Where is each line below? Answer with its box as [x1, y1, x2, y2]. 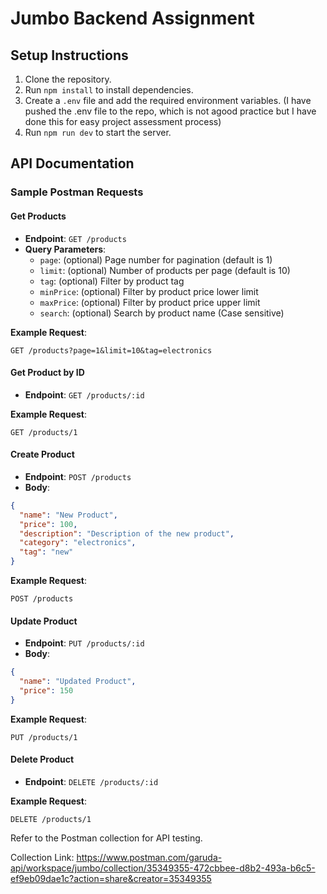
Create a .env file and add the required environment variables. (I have [24, 95, 312, 106]
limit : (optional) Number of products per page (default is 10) [39, 264, 291, 276]
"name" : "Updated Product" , [19, 677, 137, 687]
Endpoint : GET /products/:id [24, 388, 145, 401]
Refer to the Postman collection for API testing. [10, 832, 203, 844]
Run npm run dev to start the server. [24, 127, 172, 138]
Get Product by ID [10, 367, 85, 379]
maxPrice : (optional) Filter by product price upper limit [39, 296, 261, 308]
